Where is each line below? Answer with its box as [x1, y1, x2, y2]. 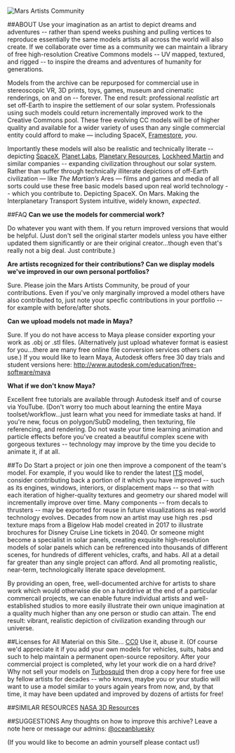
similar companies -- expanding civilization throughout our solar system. [7, 159, 217, 168]
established [7, 601, 41, 610]
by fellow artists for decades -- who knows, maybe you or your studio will [7, 675, 220, 683]
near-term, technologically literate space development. [7, 565, 166, 574]
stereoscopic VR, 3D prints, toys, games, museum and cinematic [7, 86, 194, 94]
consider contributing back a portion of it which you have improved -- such [7, 476, 225, 484]
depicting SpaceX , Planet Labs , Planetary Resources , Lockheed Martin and [7, 152, 224, 160]
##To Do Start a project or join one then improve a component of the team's [7, 461, 227, 469]
